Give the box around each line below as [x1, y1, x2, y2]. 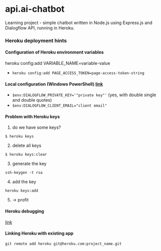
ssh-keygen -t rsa [5, 170, 43, 175]
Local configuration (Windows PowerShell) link [5, 81, 103, 87]
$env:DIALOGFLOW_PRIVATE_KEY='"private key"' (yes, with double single [12, 92, 156, 98]
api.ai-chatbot [5, 3, 65, 15]
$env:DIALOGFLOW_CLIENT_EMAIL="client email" [12, 103, 107, 109]
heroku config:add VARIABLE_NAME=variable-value [5, 60, 110, 66]
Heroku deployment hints [5, 37, 67, 44]
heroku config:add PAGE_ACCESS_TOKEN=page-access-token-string [12, 71, 145, 76]
